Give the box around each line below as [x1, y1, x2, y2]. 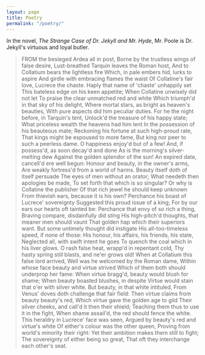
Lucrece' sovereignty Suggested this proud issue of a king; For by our [21, 199, 198, 206]
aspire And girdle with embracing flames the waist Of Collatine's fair [21, 75, 193, 83]
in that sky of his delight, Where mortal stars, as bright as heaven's [21, 101, 190, 109]
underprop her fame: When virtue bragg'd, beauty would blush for [21, 270, 188, 278]
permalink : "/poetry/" [6, 20, 64, 26]
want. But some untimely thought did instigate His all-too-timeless [21, 225, 188, 232]
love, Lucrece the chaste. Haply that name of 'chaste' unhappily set [21, 82, 192, 89]
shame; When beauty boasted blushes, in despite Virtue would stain [21, 277, 193, 284]
